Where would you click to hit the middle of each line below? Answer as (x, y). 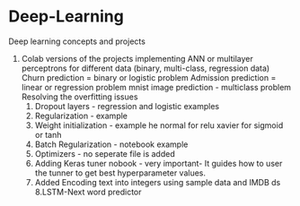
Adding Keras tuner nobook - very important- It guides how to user (159, 163)
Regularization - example (81, 116)
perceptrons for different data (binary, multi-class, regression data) (146, 68)
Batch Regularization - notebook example (111, 144)
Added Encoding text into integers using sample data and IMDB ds (158, 182)
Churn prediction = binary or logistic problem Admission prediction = (149, 77)
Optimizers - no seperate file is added (105, 153)
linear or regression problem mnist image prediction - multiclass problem (156, 87)
